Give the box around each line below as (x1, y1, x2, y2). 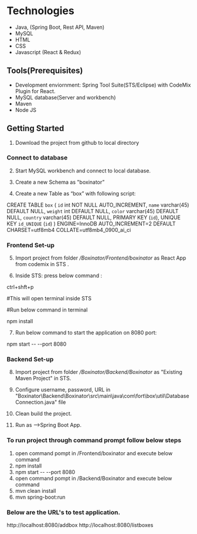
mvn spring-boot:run (15, 493, 66, 500)
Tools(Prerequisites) (6, 66, 83, 76)
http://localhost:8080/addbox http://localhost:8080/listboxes (6, 522, 154, 529)
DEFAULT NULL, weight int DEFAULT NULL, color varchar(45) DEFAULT (6, 207, 179, 214)
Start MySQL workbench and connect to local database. (15, 167, 151, 174)
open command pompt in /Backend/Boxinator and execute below (15, 475, 172, 482)
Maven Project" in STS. (15, 375, 72, 382)
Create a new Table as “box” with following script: (15, 190, 136, 197)
